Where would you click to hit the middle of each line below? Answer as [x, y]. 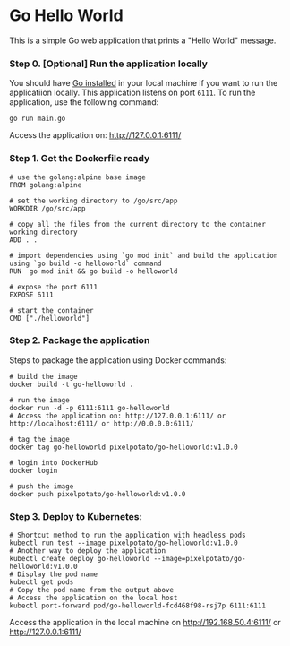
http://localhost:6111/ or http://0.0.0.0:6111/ [102, 423]
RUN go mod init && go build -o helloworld [94, 271]
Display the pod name [58, 574]
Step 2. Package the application [80, 340]
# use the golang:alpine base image [77, 177]
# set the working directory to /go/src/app [94, 201]
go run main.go [38, 119]
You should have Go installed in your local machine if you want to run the [144, 83]
